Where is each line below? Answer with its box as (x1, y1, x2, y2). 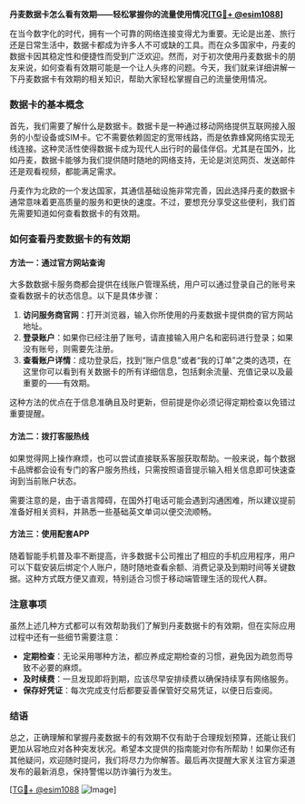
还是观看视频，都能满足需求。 (9, 166, 121, 177)
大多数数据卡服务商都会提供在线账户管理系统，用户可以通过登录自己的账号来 (9, 279, 296, 289)
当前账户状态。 (25, 476, 82, 486)
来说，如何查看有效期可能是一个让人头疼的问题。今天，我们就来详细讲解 (16, 63, 288, 73)
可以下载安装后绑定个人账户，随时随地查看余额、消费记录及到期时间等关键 (9, 562, 288, 573)
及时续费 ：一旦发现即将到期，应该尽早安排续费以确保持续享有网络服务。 (22, 673, 293, 684)
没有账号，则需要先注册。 (22, 344, 119, 355)
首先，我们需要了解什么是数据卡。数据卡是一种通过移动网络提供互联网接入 (9, 121, 288, 132)
